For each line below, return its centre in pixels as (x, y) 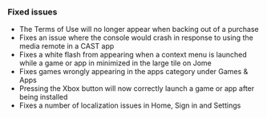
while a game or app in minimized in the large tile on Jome (115, 63)
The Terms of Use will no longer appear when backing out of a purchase (139, 29)
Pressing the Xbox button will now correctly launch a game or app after (137, 88)
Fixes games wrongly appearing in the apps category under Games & (133, 72)
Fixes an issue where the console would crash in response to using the (136, 37)
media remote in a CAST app (67, 46)
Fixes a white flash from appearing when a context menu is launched (133, 55)
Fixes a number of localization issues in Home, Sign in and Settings (130, 105)
